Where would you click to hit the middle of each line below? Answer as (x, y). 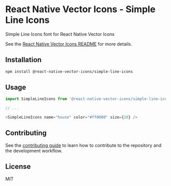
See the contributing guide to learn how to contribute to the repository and (83, 145)
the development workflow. (34, 151)
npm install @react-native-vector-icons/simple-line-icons (69, 71)
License (18, 166)
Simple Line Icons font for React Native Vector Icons (60, 34)
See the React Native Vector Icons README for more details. (69, 44)
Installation (23, 60)
